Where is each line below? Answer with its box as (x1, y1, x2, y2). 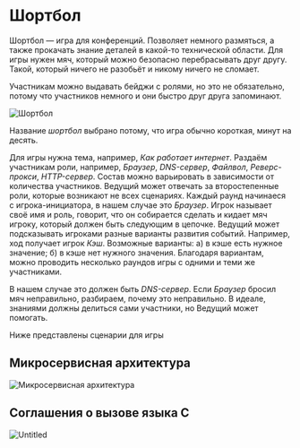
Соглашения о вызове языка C (9, 405, 190, 421)
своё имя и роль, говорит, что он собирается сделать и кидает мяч (9, 209, 268, 220)
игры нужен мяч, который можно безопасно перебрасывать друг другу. (9, 54, 287, 65)
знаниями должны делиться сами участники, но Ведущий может (9, 302, 259, 314)
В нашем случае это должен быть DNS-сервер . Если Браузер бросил (9, 283, 277, 294)
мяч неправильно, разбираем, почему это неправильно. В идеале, (9, 293, 266, 304)
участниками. (9, 266, 63, 277)
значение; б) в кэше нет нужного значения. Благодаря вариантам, (9, 247, 264, 258)
